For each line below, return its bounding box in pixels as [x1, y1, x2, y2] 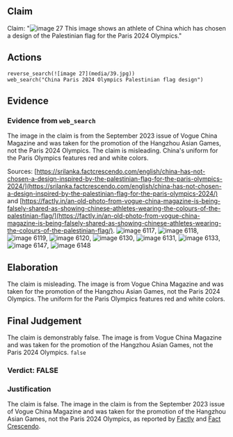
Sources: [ [7, 167, 37, 176]
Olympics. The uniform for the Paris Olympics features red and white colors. [7, 295, 225, 303]
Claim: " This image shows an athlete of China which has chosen [7, 24, 226, 32]
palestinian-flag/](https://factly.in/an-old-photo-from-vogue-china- [7, 212, 200, 220]
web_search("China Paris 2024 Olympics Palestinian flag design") [7, 76, 204, 83]
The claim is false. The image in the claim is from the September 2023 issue [7, 400, 225, 408]
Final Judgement [7, 315, 82, 326]
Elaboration [7, 261, 58, 273]
